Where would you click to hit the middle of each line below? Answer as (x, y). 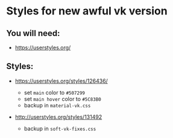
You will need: (33, 33)
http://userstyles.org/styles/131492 (58, 117)
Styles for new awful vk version (87, 11)
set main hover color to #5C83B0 (62, 99)
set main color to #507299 (55, 92)
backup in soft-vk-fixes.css (60, 128)
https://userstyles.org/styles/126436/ (61, 81)
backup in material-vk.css (57, 105)
